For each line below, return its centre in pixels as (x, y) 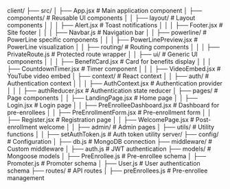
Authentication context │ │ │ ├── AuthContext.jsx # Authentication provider (115, 83)
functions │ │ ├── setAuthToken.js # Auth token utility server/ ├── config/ (113, 134)
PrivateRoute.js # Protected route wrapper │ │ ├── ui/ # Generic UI (102, 54)
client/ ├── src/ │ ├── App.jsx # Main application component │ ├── (105, 11)
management (26, 178)
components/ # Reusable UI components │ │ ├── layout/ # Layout (101, 18)
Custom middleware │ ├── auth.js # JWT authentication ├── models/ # (109, 149)
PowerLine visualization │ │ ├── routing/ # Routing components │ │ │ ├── (113, 47)
